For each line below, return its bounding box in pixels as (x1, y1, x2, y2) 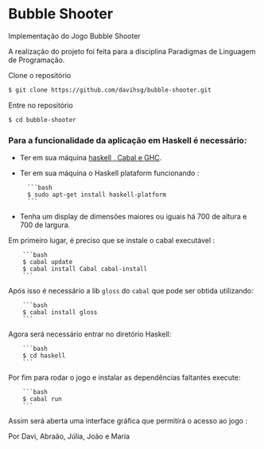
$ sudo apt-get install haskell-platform (27, 191, 167, 199)
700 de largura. (19, 220, 71, 230)
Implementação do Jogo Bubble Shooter (8, 31, 141, 41)
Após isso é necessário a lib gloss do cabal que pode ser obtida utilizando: (8, 286, 254, 295)
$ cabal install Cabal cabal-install (22, 265, 148, 273)
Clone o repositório (8, 70, 72, 80)
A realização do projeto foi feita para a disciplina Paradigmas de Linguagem (8, 46, 256, 56)
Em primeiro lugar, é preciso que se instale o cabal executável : (8, 235, 215, 245)
